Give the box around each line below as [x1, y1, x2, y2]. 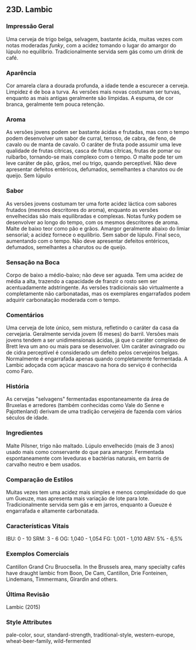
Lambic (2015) [6, 603, 41, 610]
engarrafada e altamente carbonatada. [6, 507, 99, 514]
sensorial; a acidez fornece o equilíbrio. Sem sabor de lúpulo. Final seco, [6, 231, 181, 238]
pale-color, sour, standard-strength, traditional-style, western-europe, [6, 631, 175, 638]
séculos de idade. [6, 414, 49, 421]
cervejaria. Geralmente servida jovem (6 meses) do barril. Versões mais [6, 331, 179, 338]
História [6, 383, 29, 391]
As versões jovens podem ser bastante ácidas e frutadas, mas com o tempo [6, 129, 190, 136]
